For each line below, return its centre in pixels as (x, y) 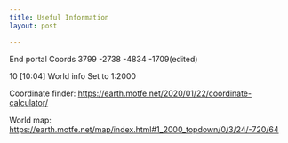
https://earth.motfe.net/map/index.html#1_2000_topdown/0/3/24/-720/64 (144, 129)
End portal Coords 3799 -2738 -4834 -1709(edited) (104, 59)
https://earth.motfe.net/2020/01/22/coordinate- (164, 93)
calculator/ (29, 102)
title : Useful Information (59, 17)
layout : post (33, 26)
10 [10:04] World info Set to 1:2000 (72, 75)
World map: (30, 120)
